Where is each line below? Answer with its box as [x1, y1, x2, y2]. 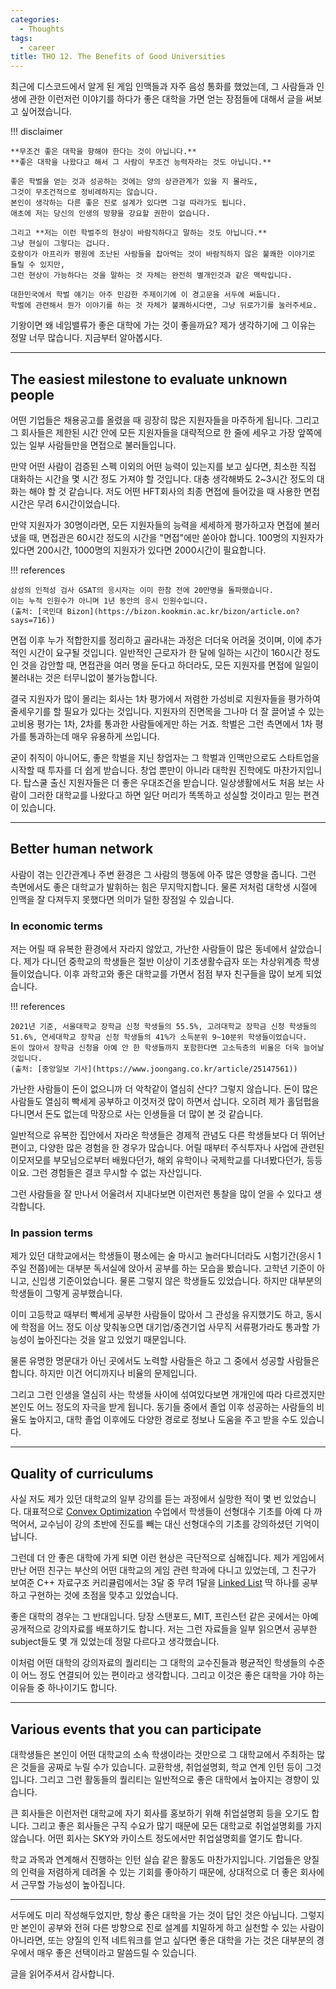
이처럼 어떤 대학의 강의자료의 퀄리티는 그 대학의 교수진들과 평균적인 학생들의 [10, 1657, 307, 1669]
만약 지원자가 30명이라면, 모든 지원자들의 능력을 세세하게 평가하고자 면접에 [10, 519, 302, 531]
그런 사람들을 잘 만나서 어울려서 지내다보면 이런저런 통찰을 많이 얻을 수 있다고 [10, 1188, 312, 1200]
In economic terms [10, 919, 103, 933]
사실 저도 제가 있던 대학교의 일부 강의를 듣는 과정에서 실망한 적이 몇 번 [10, 1493, 282, 1505]
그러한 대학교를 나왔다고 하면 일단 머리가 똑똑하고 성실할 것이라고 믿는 [28, 789, 302, 801]
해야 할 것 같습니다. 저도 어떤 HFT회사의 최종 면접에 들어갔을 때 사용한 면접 [28, 485, 321, 497]
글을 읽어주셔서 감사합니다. [10, 1967, 115, 1980]
